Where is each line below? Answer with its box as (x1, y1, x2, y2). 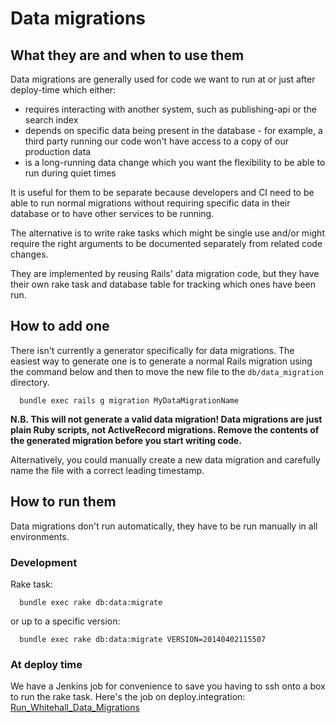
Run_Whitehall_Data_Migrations (10, 702, 140, 714)
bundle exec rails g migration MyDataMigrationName (19, 395, 240, 406)
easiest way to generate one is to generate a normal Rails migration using (10, 355, 313, 367)
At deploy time (10, 657, 83, 671)
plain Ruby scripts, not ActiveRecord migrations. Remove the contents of (10, 423, 320, 436)
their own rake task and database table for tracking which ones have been (10, 278, 317, 290)
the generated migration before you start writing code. (10, 434, 242, 446)
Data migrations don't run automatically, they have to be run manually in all (10, 520, 318, 532)
